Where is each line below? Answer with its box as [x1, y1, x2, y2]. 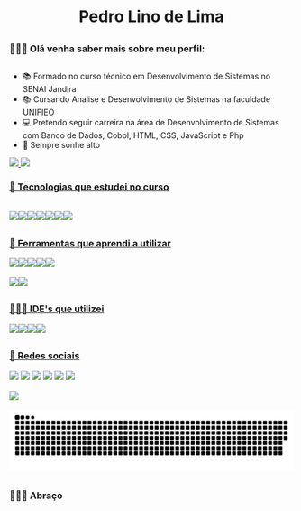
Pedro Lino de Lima [78, 6, 224, 27]
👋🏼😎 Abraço [9, 489, 63, 502]
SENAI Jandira [22, 83, 77, 94]
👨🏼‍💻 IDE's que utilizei [9, 302, 105, 315]
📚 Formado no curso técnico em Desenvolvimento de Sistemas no [22, 70, 271, 81]
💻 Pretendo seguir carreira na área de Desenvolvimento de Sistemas [22, 116, 279, 127]
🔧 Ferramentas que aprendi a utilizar [9, 237, 171, 249]
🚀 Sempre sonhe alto [22, 139, 101, 150]
